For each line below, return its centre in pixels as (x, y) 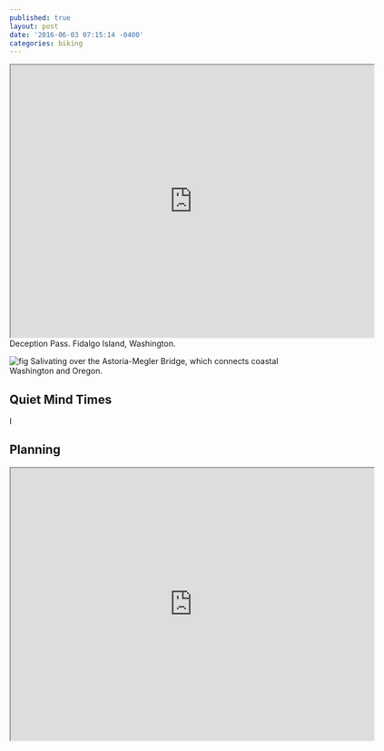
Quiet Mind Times (60, 399)
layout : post (34, 26)
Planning (35, 450)
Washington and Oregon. (56, 371)
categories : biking (46, 43)
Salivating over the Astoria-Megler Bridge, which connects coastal (154, 361)
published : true (40, 18)
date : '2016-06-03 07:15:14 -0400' (77, 35)
